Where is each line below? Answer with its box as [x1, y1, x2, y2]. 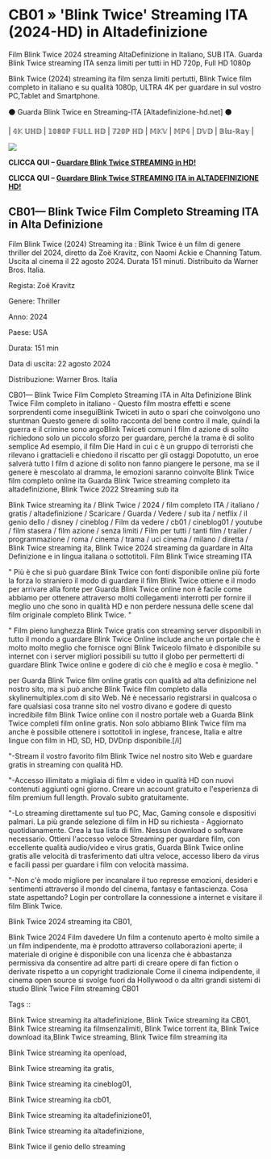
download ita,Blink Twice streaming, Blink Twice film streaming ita [8, 1031, 227, 1042]
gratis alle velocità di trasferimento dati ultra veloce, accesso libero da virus [8, 851, 260, 860]
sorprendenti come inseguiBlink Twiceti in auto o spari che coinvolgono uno [8, 407, 261, 416]
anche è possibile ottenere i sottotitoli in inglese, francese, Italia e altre [8, 726, 243, 736]
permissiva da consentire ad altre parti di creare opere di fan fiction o [8, 958, 240, 968]
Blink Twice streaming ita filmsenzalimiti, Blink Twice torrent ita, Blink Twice [8, 1023, 260, 1033]
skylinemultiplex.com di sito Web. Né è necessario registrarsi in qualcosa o [8, 692, 257, 702]
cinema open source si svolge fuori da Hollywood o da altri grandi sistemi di [8, 975, 261, 985]
